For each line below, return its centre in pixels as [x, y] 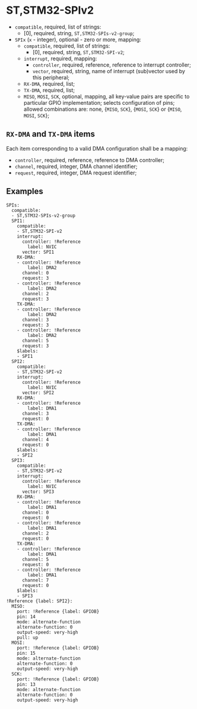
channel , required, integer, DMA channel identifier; [76, 166]
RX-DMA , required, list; [49, 83]
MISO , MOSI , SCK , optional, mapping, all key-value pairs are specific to [107, 96]
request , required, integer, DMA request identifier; [76, 173]
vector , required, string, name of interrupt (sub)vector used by [109, 71]
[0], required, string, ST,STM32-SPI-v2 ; [78, 52]
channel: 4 [35, 439]
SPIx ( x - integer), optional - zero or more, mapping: [78, 39]
